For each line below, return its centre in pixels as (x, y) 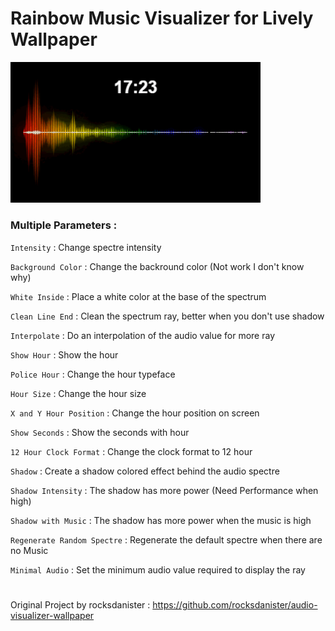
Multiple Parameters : (64, 225)
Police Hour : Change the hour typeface (93, 374)
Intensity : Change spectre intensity (86, 247)
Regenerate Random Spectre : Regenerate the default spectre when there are (166, 539)
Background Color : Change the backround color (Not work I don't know (157, 266)
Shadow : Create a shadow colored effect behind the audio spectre (145, 471)
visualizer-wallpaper (52, 615)
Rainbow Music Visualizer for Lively (162, 18)
